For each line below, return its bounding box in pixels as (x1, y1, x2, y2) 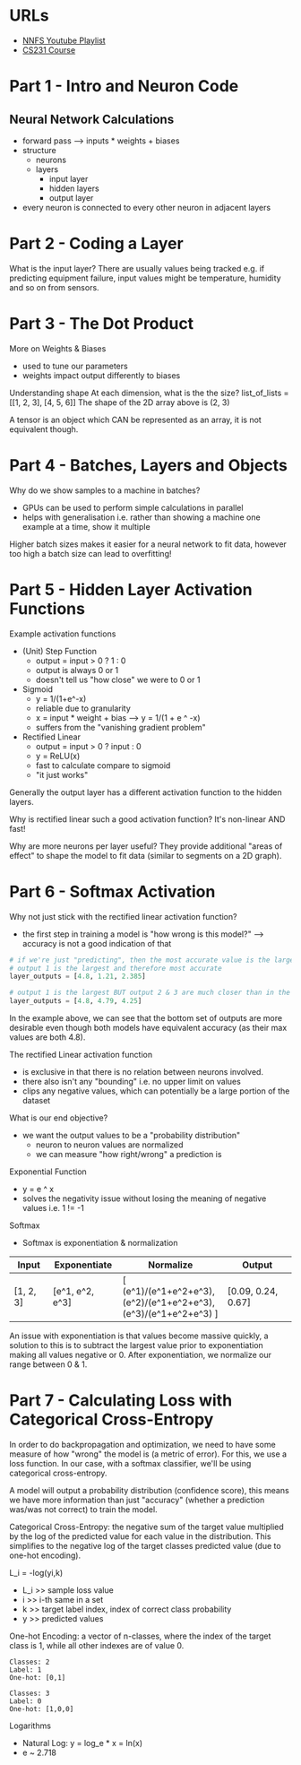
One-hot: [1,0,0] (9, 1704, 74, 1713)
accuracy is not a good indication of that (21, 938, 172, 948)
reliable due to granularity (35, 703, 132, 714)
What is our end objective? (9, 1112, 108, 1123)
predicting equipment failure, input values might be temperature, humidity (9, 273, 281, 283)
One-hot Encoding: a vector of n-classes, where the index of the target (9, 1631, 271, 1641)
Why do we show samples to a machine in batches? (9, 485, 201, 496)
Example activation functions (9, 628, 116, 639)
